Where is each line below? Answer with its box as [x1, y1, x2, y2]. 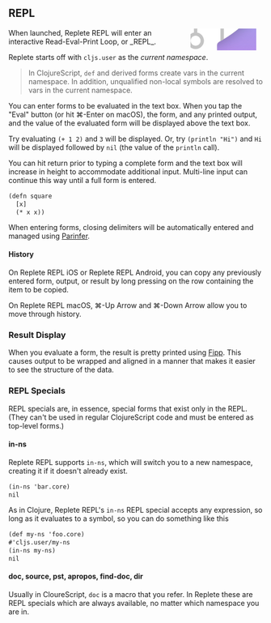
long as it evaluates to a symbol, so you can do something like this [8, 514, 229, 523]
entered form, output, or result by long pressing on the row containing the [8, 276, 254, 286]
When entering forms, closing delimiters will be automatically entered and [8, 222, 254, 232]
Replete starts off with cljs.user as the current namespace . [8, 52, 209, 62]
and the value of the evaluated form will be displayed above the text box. [8, 117, 251, 128]
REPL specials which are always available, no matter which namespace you [8, 599, 260, 608]
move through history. [8, 309, 83, 319]
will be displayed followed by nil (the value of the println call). [8, 142, 220, 152]
